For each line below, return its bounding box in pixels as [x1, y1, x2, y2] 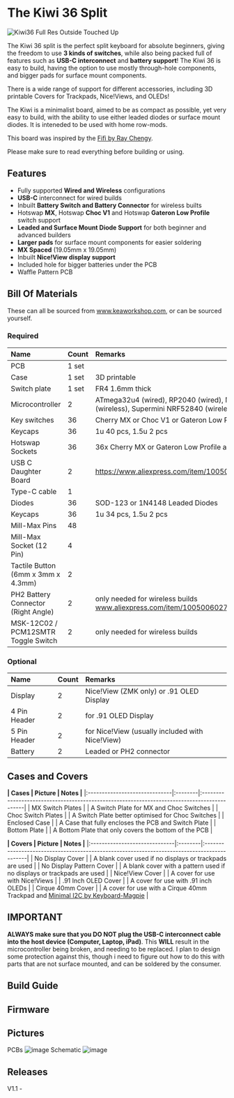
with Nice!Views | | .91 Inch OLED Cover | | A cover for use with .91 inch [7, 876, 212, 885]
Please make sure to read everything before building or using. [7, 147, 185, 156]
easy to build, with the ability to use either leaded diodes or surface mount [7, 113, 221, 121]
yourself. [7, 314, 33, 322]
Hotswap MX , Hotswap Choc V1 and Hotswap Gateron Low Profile [17, 208, 210, 217]
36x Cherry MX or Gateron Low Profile [95, 442, 221, 451]
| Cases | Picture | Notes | [7, 788, 83, 797]
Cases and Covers [7, 770, 88, 782]
